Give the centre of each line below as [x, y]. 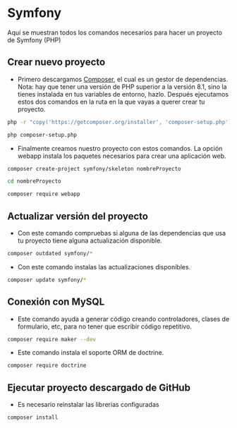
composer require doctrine [47, 366]
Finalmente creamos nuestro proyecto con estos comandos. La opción [120, 148]
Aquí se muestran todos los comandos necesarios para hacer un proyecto [115, 32]
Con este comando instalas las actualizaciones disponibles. [104, 267]
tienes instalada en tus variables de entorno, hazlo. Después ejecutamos [123, 94]
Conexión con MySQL [56, 302]
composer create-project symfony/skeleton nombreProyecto [94, 169]
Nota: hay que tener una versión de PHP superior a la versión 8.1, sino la [122, 87]
